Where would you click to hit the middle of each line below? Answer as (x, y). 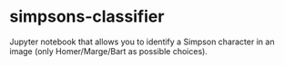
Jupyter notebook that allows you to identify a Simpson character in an (142, 42)
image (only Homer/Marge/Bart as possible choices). (108, 51)
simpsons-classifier (87, 17)
